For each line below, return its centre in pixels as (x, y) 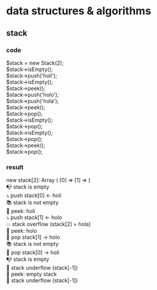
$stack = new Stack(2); (35, 63)
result (15, 167)
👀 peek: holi (21, 211)
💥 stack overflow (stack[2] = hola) (49, 224)
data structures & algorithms (79, 11)
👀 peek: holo (22, 231)
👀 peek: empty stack (31, 274)
